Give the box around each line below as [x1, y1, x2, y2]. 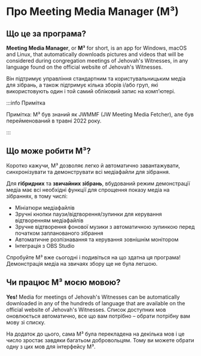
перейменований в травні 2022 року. [6, 117, 102, 124]
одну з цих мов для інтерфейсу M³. [6, 343, 96, 350]
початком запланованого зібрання [14, 229, 103, 237]
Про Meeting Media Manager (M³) [6, 5, 179, 19]
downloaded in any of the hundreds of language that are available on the [6, 299, 185, 306]
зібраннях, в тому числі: [6, 192, 68, 200]
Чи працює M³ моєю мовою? [6, 277, 121, 288]
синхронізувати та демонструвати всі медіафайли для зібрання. [6, 168, 170, 175]
